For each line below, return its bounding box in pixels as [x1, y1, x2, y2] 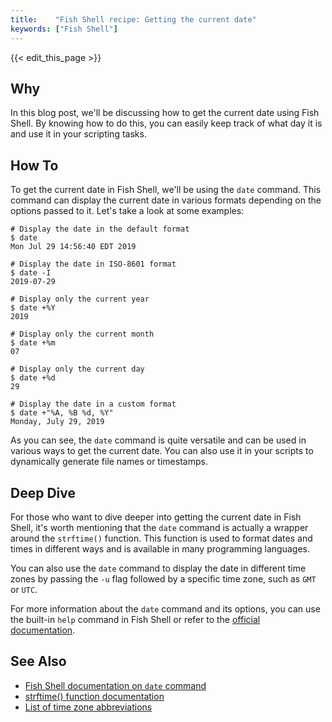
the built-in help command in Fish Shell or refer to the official [10, 613, 261, 625]
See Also [10, 653, 67, 670]
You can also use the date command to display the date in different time [10, 562, 307, 574]
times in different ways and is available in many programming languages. [10, 542, 310, 555]
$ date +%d [10, 373, 56, 383]
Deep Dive [10, 484, 76, 501]
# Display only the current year [10, 294, 150, 305]
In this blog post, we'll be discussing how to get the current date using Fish [10, 107, 320, 119]
